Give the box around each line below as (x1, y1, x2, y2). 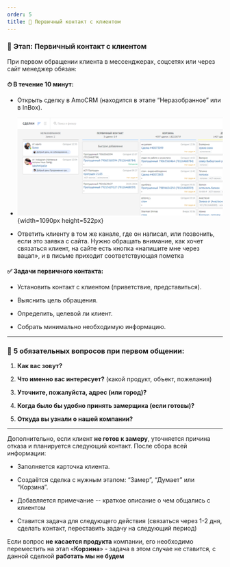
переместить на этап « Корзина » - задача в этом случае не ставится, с (7, 545, 216, 553)
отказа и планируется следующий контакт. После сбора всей (7, 442, 188, 450)
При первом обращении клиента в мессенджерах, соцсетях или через (7, 57, 216, 65)
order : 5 (7, 11, 32, 18)
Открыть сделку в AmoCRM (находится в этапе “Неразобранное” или (16, 96, 221, 104)
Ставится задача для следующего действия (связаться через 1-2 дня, (16, 517, 222, 525)
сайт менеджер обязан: (7, 64, 77, 73)
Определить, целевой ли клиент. (16, 309, 113, 317)
